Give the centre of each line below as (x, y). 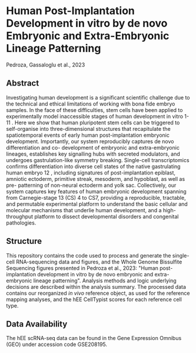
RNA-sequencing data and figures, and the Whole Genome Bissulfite (99, 262)
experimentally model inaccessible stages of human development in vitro (95, 116)
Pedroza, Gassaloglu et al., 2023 (46, 65)
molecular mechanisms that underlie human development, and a (84, 210)
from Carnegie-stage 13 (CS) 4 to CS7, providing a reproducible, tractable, (96, 197)
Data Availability (37, 324)
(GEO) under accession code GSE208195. (57, 344)
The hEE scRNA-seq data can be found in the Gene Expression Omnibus (94, 338)
